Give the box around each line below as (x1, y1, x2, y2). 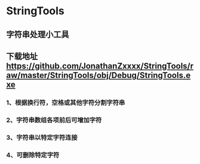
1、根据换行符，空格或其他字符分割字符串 (6, 98, 125, 106)
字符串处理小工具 (6, 29, 69, 39)
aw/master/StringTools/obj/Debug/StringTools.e (6, 70, 191, 80)
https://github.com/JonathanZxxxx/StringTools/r (6, 61, 194, 71)
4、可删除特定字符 (6, 150, 60, 159)
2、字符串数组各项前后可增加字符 (6, 116, 102, 124)
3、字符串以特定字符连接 (6, 133, 78, 141)
